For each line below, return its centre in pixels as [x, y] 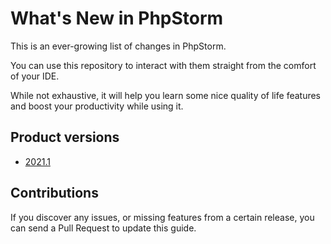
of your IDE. [35, 76]
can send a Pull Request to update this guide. [103, 228]
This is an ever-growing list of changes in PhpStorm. [118, 46]
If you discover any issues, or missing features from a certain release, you [162, 217]
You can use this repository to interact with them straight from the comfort [163, 65]
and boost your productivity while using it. [97, 106]
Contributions [54, 193]
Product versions [65, 137]
